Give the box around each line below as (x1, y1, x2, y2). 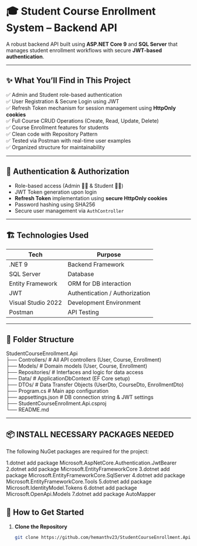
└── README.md (6, 406, 49, 413)
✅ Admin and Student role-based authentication (6, 91, 122, 98)
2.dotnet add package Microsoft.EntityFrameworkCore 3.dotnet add (6, 466, 170, 473)
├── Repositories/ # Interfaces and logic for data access (6, 369, 144, 376)
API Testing (67, 308, 100, 316)
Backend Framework (67, 261, 125, 269)
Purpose (96, 251, 121, 259)
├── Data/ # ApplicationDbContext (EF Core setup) (6, 375, 130, 382)
